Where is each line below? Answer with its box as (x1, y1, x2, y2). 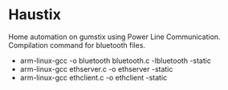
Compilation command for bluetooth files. (8, 40, 146, 49)
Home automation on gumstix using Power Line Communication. (8, 32, 221, 41)
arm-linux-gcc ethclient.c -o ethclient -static (19, 72, 168, 82)
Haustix (8, 6, 62, 24)
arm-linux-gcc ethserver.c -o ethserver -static (19, 64, 173, 73)
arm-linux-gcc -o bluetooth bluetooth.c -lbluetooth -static (19, 56, 211, 65)
